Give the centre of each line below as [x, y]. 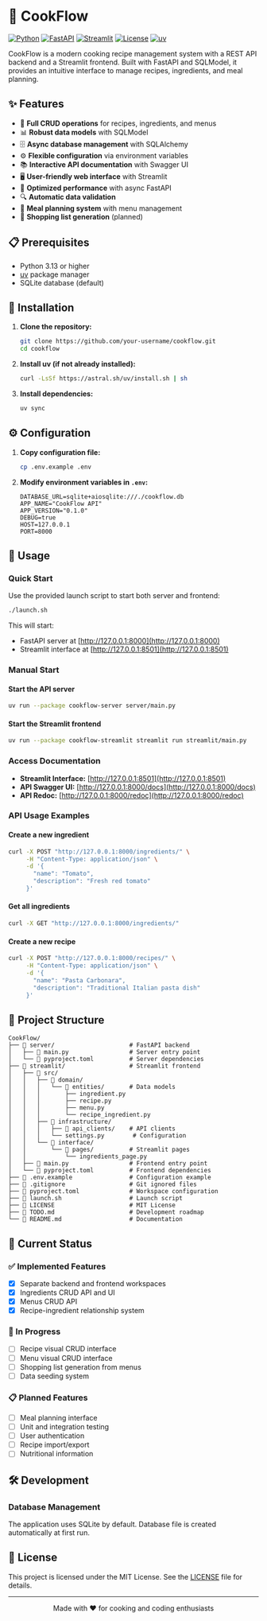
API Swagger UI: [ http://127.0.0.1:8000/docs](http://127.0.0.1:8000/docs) [137, 787]
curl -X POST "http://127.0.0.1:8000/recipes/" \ [92, 958]
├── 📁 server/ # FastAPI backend [99, 1045]
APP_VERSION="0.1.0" [54, 511]
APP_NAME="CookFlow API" [61, 503]
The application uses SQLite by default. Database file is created [112, 1524]
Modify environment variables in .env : [84, 482]
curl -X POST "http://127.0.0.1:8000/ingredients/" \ [99, 851]
